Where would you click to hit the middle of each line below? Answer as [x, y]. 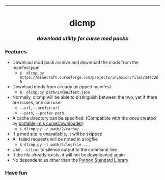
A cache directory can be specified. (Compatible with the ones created [84, 118]
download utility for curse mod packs [82, 38]
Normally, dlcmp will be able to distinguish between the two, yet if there [85, 97]
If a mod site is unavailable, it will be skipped [57, 134]
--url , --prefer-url [40, 108]
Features [16, 52]
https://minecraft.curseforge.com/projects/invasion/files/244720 [89, 78]
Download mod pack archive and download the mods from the [75, 63]
